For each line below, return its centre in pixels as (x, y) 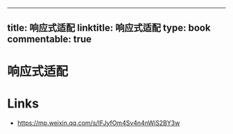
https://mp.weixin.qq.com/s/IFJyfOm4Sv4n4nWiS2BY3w (98, 123)
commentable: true (50, 39)
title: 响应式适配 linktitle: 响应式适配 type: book (109, 28)
